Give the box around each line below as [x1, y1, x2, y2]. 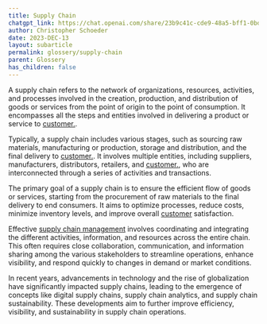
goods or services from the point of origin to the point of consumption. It [8, 102, 246, 111]
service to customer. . [8, 118, 78, 128]
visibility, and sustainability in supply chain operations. [8, 307, 187, 316]
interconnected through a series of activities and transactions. [8, 168, 212, 177]
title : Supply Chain [8, 11, 77, 20]
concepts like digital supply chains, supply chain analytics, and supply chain [8, 290, 258, 299]
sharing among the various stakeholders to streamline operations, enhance [8, 249, 254, 259]
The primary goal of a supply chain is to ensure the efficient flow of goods [8, 183, 251, 193]
